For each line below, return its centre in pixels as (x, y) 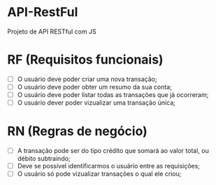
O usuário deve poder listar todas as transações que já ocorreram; (113, 95)
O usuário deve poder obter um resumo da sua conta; (95, 87)
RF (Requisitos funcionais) (85, 60)
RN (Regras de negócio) (78, 132)
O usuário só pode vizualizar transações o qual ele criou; (99, 174)
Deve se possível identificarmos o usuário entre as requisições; (109, 166)
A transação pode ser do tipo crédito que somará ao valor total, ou (113, 151)
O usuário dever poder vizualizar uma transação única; (96, 103)
